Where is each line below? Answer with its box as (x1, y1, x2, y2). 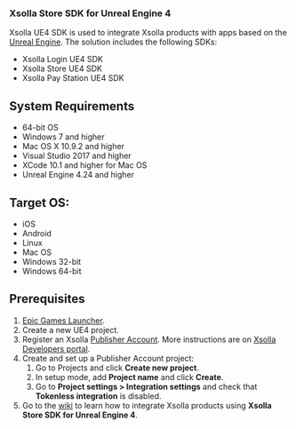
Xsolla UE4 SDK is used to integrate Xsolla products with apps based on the (9, 28, 287, 38)
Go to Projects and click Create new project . (35, 362, 200, 373)
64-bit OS (21, 123, 60, 133)
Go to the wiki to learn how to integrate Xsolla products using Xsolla (21, 400, 273, 410)
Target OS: (9, 195, 70, 211)
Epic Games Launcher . (21, 314, 105, 326)
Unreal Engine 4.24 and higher (21, 170, 135, 180)
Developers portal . (21, 343, 91, 354)
